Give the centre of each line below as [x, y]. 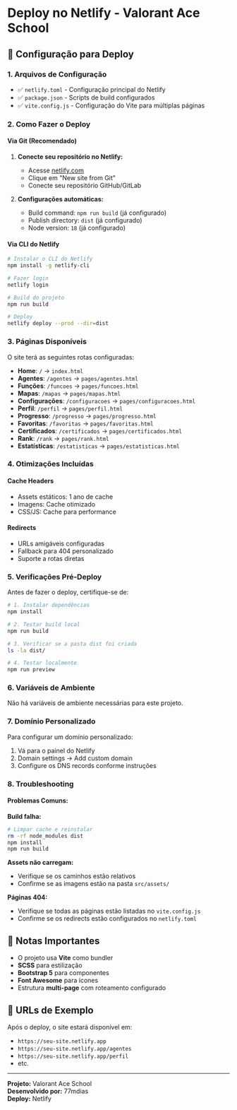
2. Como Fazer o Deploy [49, 124]
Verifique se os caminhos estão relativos [77, 876]
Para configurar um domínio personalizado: [70, 737]
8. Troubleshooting [41, 784]
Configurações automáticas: [60, 199]
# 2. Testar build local [44, 624]
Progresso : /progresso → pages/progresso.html [87, 415]
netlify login [28, 285]
